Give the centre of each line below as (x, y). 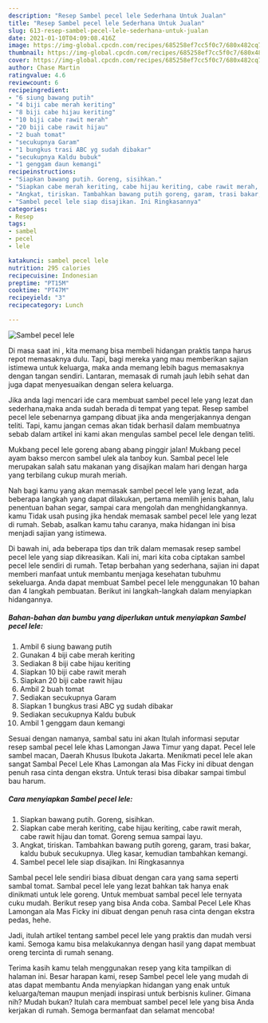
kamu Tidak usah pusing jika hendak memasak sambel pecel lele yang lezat (132, 516)
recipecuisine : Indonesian (53, 276)
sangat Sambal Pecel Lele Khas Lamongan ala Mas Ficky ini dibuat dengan (131, 764)
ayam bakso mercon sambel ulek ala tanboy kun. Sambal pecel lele (118, 458)
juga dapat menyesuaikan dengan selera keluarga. (91, 384)
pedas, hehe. (30, 920)
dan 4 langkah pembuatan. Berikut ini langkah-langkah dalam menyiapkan (130, 591)
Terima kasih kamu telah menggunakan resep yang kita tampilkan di (120, 968)
